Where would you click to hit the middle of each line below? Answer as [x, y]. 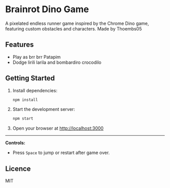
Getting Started [30, 78]
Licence [18, 168]
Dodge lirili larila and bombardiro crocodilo [57, 62]
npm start [23, 119]
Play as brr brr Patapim [36, 57]
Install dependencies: [35, 90]
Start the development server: [44, 109]
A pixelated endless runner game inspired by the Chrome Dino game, [77, 23]
